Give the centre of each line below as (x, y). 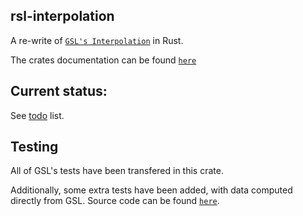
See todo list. (37, 115)
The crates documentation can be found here (103, 60)
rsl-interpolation (62, 16)
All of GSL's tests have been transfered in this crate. (117, 171)
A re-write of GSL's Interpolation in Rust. (97, 40)
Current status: (59, 91)
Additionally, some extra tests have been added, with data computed (151, 190)
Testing (34, 147)
